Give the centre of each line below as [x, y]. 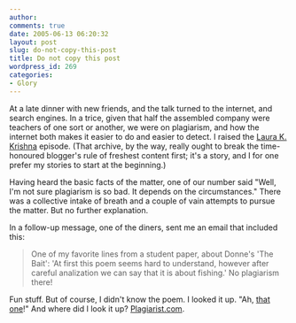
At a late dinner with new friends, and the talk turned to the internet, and [141, 108]
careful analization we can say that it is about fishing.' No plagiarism [155, 273]
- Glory [23, 83]
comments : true [37, 26]
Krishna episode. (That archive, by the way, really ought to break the [134, 146]
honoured [27, 155]
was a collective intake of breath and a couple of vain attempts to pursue [142, 201]
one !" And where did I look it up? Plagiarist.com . [97, 308]
